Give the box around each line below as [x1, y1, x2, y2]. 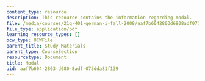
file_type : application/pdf [6, 26, 78, 32]
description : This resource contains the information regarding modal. [6, 15, 192, 21]
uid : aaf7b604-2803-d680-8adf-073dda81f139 [6, 65, 119, 72]
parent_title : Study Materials [6, 43, 86, 49]
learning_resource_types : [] [6, 32, 81, 38]
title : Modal [6, 60, 40, 66]
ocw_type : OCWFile [6, 37, 53, 43]
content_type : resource [6, 9, 67, 15]
